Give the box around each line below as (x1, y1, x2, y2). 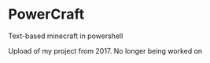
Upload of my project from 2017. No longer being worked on (8, 46, 203, 55)
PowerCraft (8, 5, 85, 23)
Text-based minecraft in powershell (8, 31, 123, 40)
